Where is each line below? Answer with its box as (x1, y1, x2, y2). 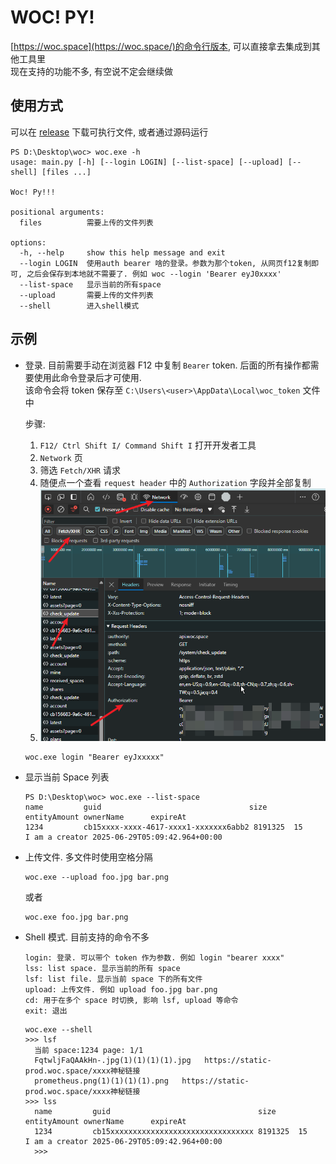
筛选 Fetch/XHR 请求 (39, 464, 121, 476)
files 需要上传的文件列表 (19, 217, 154, 228)
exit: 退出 (24, 1006, 68, 1016)
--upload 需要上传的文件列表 (19, 290, 154, 300)
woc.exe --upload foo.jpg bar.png (24, 872, 169, 882)
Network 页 (39, 451, 83, 463)
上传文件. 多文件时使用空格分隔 (24, 851, 153, 863)
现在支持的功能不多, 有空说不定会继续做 (10, 65, 173, 77)
